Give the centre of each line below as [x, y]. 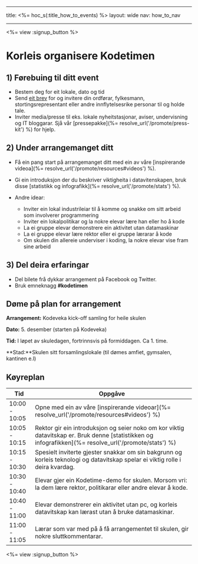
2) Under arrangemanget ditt [60, 148]
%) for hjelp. [41, 129]
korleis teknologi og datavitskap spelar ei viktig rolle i [108, 460]
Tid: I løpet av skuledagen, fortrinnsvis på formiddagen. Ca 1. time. [87, 341]
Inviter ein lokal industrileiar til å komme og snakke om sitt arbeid [102, 209]
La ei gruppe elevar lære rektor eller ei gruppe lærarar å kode [98, 234]
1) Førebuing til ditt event [52, 77]
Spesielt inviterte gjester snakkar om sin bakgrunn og [109, 453]
